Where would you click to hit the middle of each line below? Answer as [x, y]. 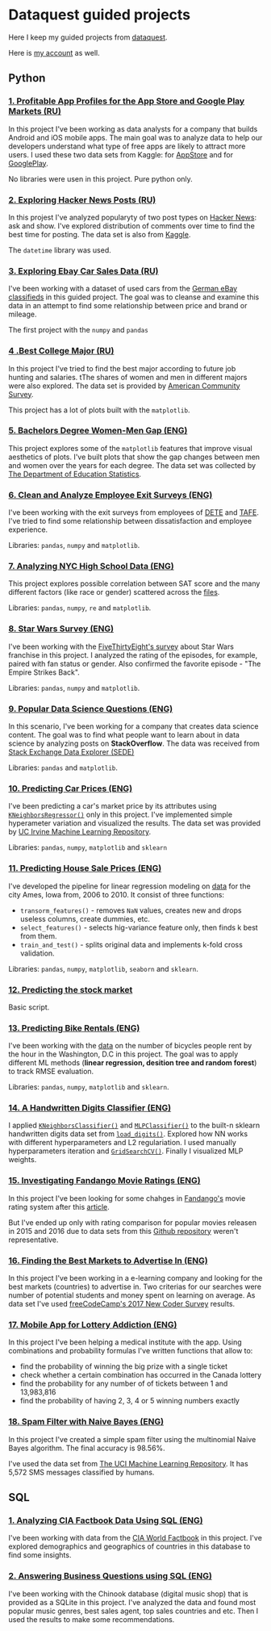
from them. [38, 936]
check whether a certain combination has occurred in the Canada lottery [141, 1375]
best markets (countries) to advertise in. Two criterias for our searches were [135, 1287]
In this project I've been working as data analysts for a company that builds [133, 129]
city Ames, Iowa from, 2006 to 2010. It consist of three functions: [116, 894]
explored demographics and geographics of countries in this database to [129, 1546]
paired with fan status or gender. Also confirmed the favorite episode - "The [135, 663]
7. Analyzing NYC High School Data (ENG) [92, 567]
